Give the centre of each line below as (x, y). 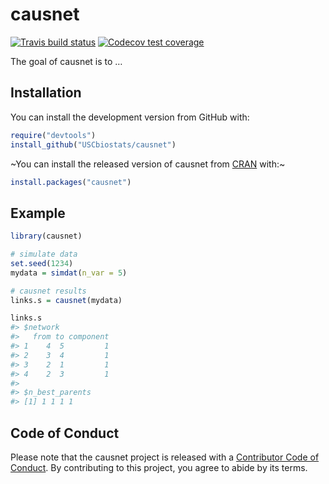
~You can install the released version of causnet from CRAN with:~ (148, 164)
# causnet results (48, 291)
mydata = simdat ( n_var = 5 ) (69, 273)
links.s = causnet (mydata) (66, 300)
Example (38, 213)
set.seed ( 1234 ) (42, 263)
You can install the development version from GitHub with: (130, 117)
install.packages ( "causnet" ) (71, 182)
